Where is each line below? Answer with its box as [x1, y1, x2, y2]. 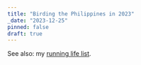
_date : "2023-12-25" [7, 17, 69, 24]
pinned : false [7, 23, 50, 30]
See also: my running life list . [7, 49, 91, 58]
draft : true [7, 30, 43, 37]
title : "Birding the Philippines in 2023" [7, 10, 135, 18]
